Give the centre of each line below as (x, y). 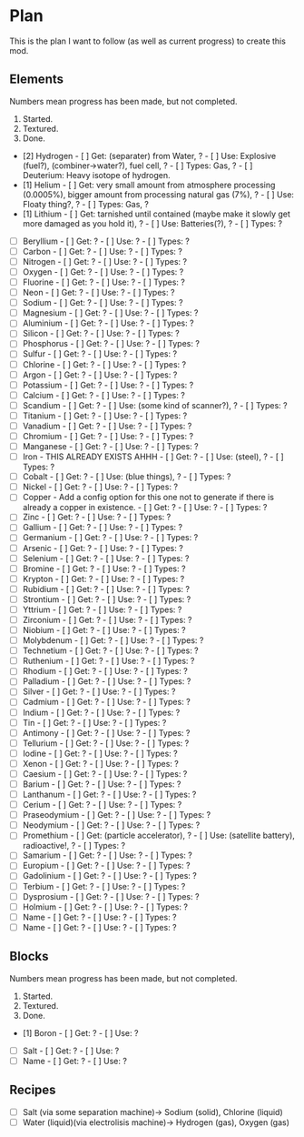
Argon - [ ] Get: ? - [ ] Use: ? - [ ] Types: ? (100, 375)
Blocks (29, 956)
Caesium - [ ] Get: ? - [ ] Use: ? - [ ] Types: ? (105, 773)
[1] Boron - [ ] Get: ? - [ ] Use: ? (80, 1032)
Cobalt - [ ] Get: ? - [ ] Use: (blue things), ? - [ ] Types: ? (127, 477)
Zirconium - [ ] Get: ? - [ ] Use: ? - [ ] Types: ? (107, 619)
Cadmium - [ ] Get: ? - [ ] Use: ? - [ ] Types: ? (106, 702)
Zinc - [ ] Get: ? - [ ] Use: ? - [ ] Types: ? (97, 517)
